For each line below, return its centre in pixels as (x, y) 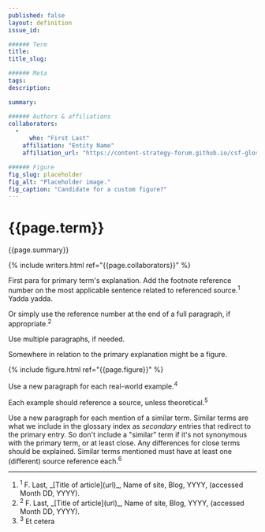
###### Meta (28, 73)
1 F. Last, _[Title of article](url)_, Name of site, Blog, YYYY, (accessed (131, 484)
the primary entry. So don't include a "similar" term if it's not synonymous (128, 434)
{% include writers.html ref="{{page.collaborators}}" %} (99, 266)
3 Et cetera (37, 520)
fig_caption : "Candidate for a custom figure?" (88, 189)
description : (30, 87)
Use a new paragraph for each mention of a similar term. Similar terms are (129, 418)
